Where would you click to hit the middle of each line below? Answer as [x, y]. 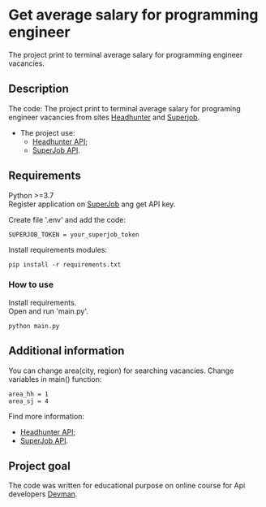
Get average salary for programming [133, 15]
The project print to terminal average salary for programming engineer [126, 54]
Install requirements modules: [58, 249]
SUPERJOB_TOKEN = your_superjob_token [74, 234]
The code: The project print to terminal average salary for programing [124, 108]
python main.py [34, 326]
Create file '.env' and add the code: [67, 219]
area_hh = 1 [28, 394]
